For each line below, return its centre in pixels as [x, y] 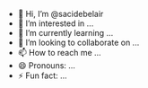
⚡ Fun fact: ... [42, 75]
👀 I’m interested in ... [56, 23]
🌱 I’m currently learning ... [65, 33]
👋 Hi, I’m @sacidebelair [61, 14]
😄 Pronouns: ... [47, 66]
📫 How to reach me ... [59, 53]
